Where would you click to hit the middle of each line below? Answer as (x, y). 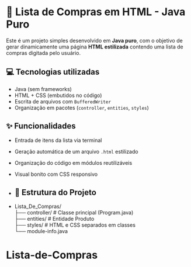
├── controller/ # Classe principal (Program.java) (74, 213)
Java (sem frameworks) (43, 89)
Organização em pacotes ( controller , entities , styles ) (81, 108)
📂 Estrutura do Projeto (55, 192)
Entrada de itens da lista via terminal (58, 140)
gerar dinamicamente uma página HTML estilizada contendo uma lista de (95, 47)
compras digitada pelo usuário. (43, 53)
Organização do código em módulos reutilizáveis (73, 162)
